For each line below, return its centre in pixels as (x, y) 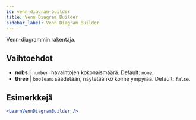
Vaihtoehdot (30, 58)
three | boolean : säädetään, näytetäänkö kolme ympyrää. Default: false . (102, 79)
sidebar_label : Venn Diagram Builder (53, 23)
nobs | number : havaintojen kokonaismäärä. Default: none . (84, 72)
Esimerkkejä (30, 98)
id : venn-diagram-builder (38, 12)
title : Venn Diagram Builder (42, 17)
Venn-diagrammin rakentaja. (41, 40)
